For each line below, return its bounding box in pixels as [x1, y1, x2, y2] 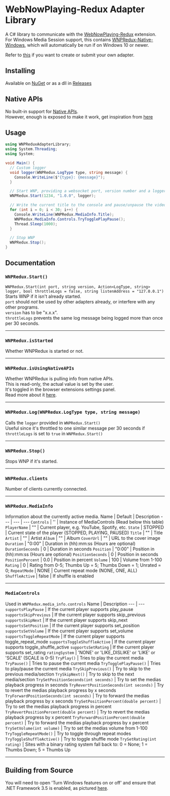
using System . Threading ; [5, 146, 58, 152]
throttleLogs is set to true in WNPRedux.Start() [5, 431, 103, 437]
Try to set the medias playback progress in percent [5, 703, 112, 710]
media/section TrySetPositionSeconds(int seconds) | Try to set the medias [5, 676, 161, 682]
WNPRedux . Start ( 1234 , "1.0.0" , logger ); [10, 193, 96, 199]
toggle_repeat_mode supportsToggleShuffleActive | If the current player [5, 638, 156, 645]
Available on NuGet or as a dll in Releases [5, 80, 92, 86]
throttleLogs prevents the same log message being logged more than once [5, 315, 163, 321]
